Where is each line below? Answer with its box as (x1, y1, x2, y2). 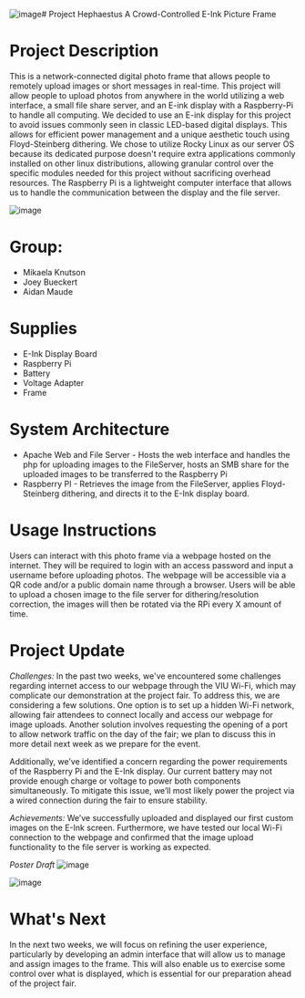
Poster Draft (9, 858, 56, 870)
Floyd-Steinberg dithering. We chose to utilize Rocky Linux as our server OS (9, 138, 295, 150)
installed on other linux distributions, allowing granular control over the (9, 158, 274, 169)
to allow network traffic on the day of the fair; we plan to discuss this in (9, 728, 276, 739)
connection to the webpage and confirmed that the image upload (9, 831, 254, 843)
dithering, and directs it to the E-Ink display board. (61, 488, 250, 499)
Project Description (9, 41, 159, 61)
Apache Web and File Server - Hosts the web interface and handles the (22, 449, 290, 460)
